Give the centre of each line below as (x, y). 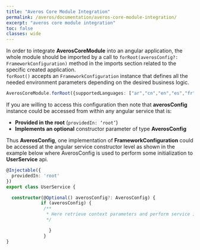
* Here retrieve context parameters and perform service (118, 214)
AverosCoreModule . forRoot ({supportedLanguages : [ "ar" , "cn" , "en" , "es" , (96, 93)
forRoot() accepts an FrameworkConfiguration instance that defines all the (97, 76)
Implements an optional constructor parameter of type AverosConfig (100, 129)
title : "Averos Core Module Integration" (58, 12)
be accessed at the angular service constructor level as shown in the (91, 147)
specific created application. (41, 70)
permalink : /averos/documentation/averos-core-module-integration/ (92, 17)
